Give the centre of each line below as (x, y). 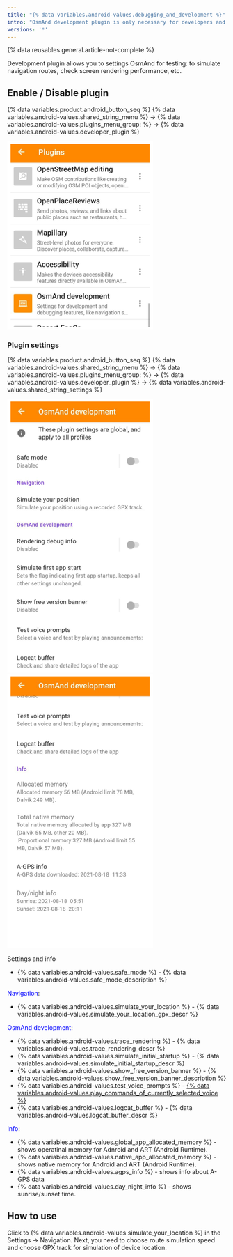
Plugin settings (33, 345)
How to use (32, 1216)
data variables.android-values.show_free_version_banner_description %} (122, 1078)
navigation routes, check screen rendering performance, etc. (95, 71)
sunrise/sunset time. (47, 1194)
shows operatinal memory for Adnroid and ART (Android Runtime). (112, 1150)
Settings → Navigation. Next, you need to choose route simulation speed (111, 1240)
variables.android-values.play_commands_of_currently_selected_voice (118, 1093)
